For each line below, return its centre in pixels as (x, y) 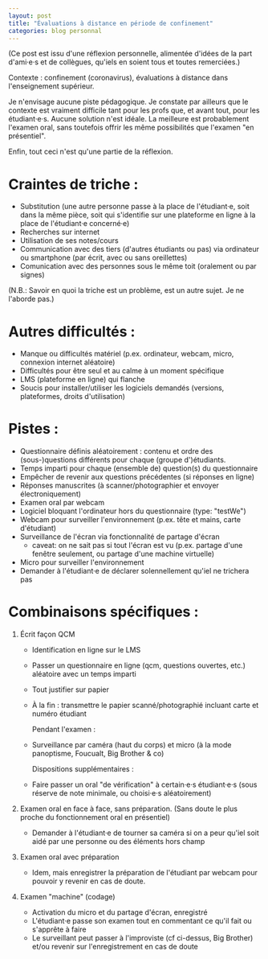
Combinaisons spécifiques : (104, 612)
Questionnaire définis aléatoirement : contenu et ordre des (116, 451)
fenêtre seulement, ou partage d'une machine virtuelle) (123, 554)
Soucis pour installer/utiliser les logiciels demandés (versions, (122, 388)
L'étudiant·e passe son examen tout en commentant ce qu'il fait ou (142, 921)
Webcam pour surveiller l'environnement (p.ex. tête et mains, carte (130, 520)
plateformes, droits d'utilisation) (73, 397)
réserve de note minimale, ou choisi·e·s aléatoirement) (122, 793)
